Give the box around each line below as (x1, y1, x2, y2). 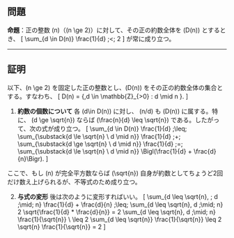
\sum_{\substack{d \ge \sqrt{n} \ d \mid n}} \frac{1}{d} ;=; (17, 140, 183, 148)
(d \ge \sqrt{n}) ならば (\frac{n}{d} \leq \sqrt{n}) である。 (31, 115, 196, 124)
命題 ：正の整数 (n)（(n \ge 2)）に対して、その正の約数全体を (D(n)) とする (7, 26, 221, 34)
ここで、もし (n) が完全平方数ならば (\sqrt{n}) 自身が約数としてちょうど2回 (7, 169, 224, 177)
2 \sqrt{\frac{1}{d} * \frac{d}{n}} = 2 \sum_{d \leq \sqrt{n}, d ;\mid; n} (17, 207, 216, 216)
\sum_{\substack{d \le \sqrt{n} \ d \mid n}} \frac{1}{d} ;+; (17, 132, 181, 140)
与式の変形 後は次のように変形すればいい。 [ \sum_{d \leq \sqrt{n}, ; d (17, 192, 218, 200)
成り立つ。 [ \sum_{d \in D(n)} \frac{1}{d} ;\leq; (54, 124, 187, 133)
